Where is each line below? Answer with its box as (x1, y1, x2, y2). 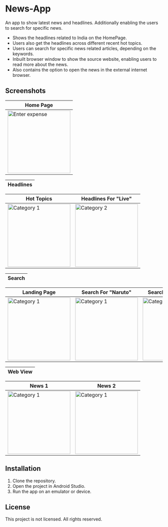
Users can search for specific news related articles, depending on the (12, 45, 156, 51)
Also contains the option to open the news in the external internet (12, 66, 147, 73)
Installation (5, 464, 41, 473)
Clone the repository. (12, 478, 56, 484)
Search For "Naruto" (81, 288, 131, 295)
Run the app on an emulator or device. (12, 488, 91, 494)
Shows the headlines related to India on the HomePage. (12, 35, 127, 41)
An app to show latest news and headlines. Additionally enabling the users (5, 20, 158, 26)
